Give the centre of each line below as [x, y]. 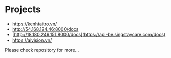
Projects [23, 9]
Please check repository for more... [42, 50]
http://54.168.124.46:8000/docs [45, 29]
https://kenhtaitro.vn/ [35, 24]
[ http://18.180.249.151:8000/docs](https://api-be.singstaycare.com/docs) [89, 34]
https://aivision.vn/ [32, 40]
